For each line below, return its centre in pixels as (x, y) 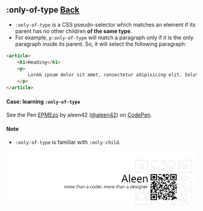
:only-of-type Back (43, 10)
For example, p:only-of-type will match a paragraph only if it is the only (104, 37)
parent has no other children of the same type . (73, 31)
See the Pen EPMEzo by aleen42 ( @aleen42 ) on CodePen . (79, 115)
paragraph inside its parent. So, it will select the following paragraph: (101, 44)
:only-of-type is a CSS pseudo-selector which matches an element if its (105, 24)
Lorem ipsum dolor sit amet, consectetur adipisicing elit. (105, 75)
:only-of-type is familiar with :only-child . (68, 142)
